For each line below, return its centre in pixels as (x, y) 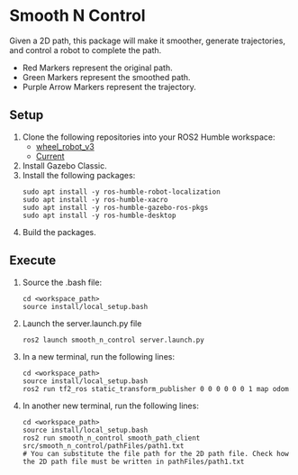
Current (50, 156)
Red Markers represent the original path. (97, 68)
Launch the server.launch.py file (82, 323)
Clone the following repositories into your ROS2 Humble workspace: (149, 137)
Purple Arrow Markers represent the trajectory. (109, 87)
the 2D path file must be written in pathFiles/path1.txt (133, 461)
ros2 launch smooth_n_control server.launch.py (113, 340)
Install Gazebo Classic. (65, 165)
